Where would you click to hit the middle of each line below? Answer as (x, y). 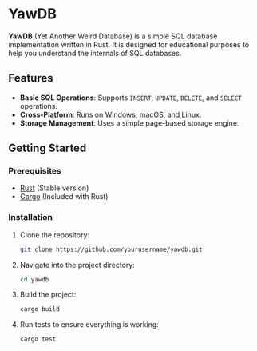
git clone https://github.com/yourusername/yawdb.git (111, 249)
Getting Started (47, 148)
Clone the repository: (55, 235)
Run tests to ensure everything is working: (89, 325)
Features (31, 78)
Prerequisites (35, 171)
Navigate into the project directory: (77, 265)
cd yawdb (34, 279)
